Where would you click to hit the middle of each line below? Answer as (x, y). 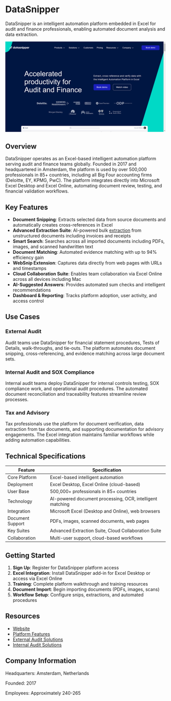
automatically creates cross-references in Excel (63, 225)
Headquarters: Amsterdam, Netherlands (47, 673)
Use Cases (23, 317)
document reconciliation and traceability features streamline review (76, 394)
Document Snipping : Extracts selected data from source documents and (89, 220)
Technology (20, 501)
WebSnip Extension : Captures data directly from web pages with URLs (87, 263)
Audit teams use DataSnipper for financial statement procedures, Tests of (82, 343)
